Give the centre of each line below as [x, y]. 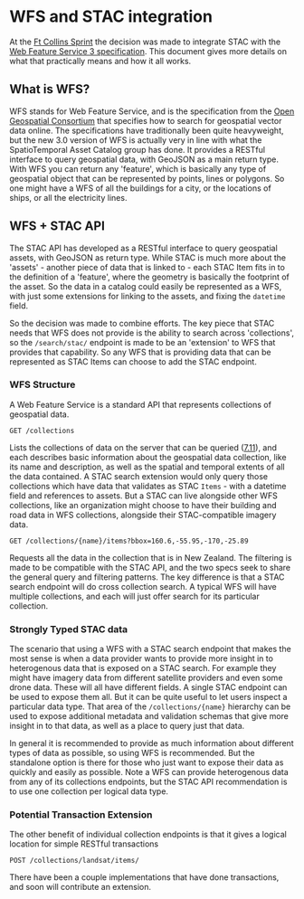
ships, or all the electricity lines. [68, 197]
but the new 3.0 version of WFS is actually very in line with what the [136, 140]
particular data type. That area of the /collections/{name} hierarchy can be [150, 706]
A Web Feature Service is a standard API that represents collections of [140, 404]
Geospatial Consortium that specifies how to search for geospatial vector [146, 120]
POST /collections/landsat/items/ [75, 861]
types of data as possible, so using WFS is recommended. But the [132, 753]
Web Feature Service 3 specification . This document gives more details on [148, 51]
